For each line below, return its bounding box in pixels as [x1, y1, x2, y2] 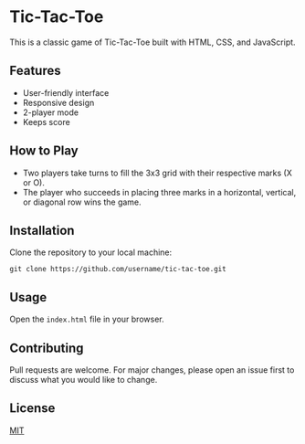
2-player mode [22, 107, 79, 118]
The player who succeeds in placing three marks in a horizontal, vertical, [22, 186, 297, 197]
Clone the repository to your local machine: [9, 247, 173, 258]
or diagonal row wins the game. [22, 196, 142, 207]
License [9, 400, 56, 417]
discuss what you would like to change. [9, 375, 158, 385]
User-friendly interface [22, 87, 110, 98]
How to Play [9, 143, 79, 159]
